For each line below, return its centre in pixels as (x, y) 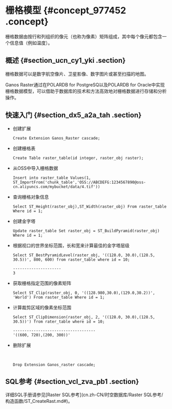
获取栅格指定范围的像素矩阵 (42, 283)
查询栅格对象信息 (31, 197)
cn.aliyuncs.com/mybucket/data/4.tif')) (56, 187)
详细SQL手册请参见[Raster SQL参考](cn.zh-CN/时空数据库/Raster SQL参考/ (84, 395)
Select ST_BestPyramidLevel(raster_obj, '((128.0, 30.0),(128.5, (84, 255)
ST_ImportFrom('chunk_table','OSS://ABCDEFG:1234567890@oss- (79, 182)
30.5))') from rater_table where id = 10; (59, 322)
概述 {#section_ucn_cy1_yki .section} (66, 61)
